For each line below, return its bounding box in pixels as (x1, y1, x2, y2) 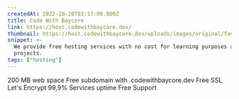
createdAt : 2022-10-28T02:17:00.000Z (7, 10, 119, 18)
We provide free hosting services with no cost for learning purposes (14, 43, 228, 50)
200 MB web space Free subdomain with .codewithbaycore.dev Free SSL (7, 76, 223, 84)
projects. (14, 50, 43, 57)
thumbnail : (7, 30, 40, 37)
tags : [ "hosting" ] (7, 57, 62, 64)
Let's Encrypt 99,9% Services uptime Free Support (7, 83, 157, 92)
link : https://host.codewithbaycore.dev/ (7, 23, 132, 30)
